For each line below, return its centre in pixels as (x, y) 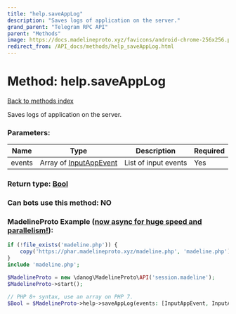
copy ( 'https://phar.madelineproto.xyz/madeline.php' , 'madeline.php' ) (125, 252)
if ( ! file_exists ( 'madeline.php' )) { (63, 245)
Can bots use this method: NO (60, 203)
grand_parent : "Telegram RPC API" (58, 27)
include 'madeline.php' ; (44, 265)
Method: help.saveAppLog (87, 81)
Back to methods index (40, 101)
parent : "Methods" (34, 33)
